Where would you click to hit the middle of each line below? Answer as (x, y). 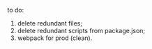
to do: (16, 10)
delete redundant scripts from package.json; (81, 31)
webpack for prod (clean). (55, 38)
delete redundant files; (50, 23)
